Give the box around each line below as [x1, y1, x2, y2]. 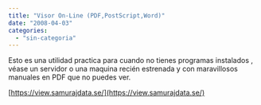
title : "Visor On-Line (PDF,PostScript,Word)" [8, 11, 166, 20]
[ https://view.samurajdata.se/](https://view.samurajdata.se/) [8, 88, 205, 98]
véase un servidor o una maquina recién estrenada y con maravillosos [8, 64, 239, 74]
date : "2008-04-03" [8, 19, 73, 27]
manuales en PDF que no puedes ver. [8, 72, 131, 82]
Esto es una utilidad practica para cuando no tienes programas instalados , [8, 56, 253, 65]
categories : [8, 26, 48, 34]
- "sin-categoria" [15, 33, 77, 42]
